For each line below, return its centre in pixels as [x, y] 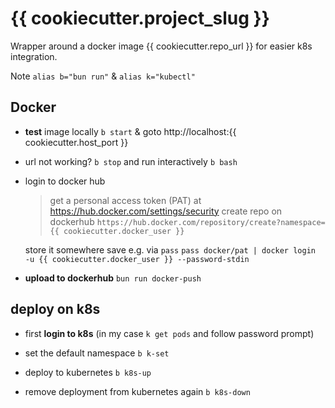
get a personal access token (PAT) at [125, 200]
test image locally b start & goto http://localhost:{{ [130, 131]
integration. [34, 56]
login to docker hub [65, 181]
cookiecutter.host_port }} [76, 142]
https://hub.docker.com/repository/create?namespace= [211, 222]
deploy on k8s [55, 309]
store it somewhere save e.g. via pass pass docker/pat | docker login [170, 249]
